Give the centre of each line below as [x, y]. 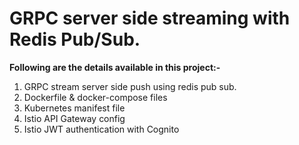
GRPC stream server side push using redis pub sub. [130, 86]
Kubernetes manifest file [74, 108]
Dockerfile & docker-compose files [95, 97]
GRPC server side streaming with [150, 18]
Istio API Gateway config [74, 118]
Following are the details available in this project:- [115, 67]
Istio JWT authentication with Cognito [101, 129]
